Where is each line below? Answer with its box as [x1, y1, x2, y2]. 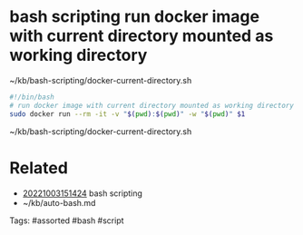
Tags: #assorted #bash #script [9, 215, 124, 226]
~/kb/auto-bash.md [22, 197, 96, 208]
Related [9, 157, 68, 178]
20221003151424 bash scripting [22, 188, 143, 199]
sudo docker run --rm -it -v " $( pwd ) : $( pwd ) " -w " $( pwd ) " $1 [9, 109, 246, 119]
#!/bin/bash [9, 93, 54, 102]
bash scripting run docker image [9, 6, 260, 27]
